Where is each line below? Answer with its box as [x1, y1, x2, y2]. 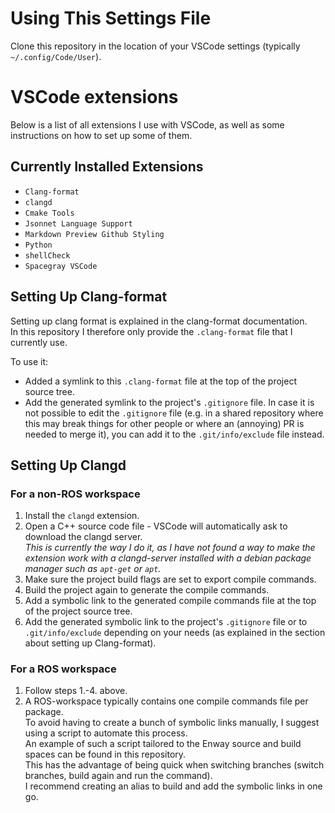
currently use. [10, 336, 68, 348]
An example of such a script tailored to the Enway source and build [24, 738, 302, 750]
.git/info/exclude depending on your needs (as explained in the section [24, 627, 326, 639]
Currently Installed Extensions [10, 158, 204, 176]
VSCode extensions [10, 86, 179, 109]
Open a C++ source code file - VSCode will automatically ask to [24, 520, 288, 532]
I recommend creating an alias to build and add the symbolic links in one [24, 780, 323, 792]
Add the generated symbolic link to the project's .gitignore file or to [24, 616, 308, 628]
